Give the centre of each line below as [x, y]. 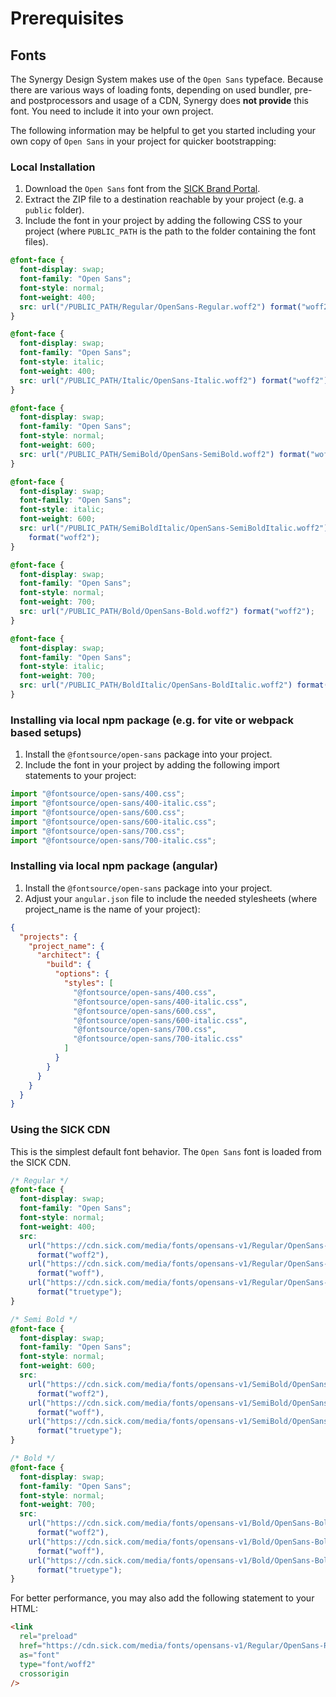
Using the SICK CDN [60, 1130]
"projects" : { [48, 937]
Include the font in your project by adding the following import [152, 765]
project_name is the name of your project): [112, 909]
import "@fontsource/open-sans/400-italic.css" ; [113, 803]
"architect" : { [68, 955]
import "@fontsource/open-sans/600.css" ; [98, 812]
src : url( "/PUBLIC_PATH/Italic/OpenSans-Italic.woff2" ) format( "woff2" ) [174, 380]
